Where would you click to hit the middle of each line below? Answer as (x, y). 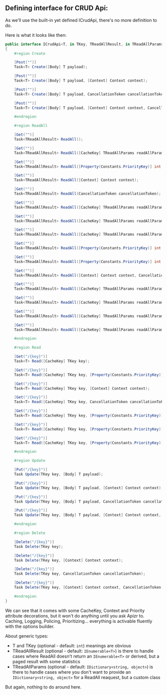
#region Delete (30, 533)
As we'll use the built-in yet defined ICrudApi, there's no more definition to (81, 20)
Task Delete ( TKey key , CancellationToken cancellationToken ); (80, 574)
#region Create (30, 53)
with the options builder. (30, 626)
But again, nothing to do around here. (43, 687)
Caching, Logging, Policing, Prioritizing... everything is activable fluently (79, 621)
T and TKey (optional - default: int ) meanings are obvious (72, 645)
